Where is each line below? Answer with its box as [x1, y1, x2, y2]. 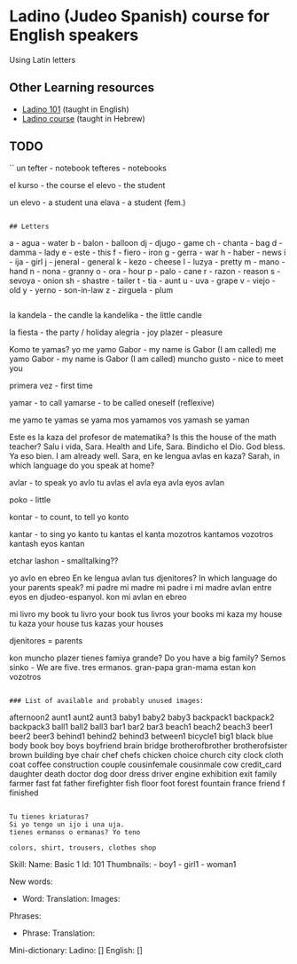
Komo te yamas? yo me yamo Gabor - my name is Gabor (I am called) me [9, 344, 277, 354]
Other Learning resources [9, 80, 155, 95]
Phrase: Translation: [21, 928, 96, 938]
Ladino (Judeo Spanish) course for [9, 6, 270, 27]
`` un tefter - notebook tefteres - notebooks [9, 162, 167, 173]
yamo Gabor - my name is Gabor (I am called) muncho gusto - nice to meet [9, 353, 284, 364]
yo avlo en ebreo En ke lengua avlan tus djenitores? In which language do [9, 573, 277, 583]
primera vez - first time [9, 380, 93, 391]
